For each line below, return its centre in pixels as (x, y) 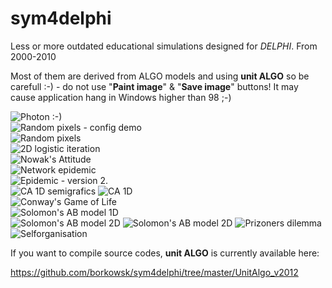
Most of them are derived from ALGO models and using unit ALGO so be (160, 76)
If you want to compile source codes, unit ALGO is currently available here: (165, 253)
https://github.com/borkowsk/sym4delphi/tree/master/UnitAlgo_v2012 (154, 272)
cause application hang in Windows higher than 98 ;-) (121, 97)
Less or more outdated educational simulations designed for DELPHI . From (164, 46)
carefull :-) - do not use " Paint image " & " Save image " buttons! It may (154, 86)
